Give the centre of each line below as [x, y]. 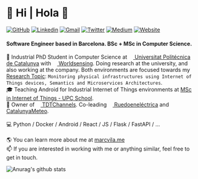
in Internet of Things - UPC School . [50, 98]
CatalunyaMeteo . [28, 111]
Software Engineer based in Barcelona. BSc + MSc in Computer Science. [99, 44]
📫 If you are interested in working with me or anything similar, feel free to [98, 149]
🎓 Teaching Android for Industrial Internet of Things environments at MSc [99, 89]
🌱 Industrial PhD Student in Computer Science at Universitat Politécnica [98, 57]
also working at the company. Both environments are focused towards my [98, 70]
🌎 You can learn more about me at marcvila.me [66, 140]
